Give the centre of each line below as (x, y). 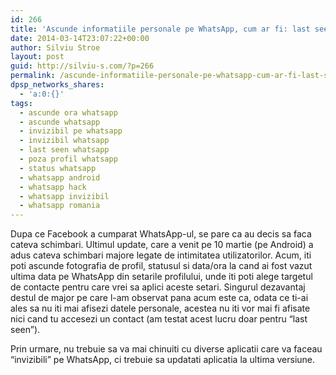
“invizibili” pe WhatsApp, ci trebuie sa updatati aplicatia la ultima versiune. (163, 360)
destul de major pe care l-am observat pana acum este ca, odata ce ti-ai (159, 298)
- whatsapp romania (60, 206)
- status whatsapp (58, 168)
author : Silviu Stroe (55, 47)
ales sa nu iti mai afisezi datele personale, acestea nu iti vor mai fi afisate (160, 308)
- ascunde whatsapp (60, 122)
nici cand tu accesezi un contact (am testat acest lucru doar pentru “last (159, 319)
